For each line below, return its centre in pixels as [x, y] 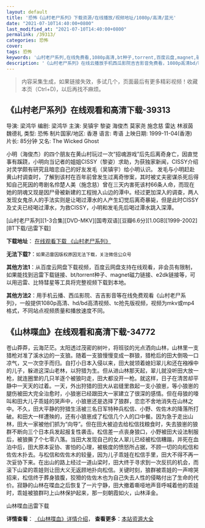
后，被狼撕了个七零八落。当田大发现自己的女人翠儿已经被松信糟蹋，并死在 [100, 439]
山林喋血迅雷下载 [28, 506]
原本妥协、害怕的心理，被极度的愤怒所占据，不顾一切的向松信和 [118, 447]
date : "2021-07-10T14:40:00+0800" [50, 23]
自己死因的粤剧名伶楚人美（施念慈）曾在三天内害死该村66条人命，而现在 [103, 185]
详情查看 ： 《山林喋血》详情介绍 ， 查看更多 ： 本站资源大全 [80, 519]
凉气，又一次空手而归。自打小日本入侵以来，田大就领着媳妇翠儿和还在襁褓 [100, 363]
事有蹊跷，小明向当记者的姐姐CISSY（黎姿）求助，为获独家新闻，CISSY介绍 [102, 162]
